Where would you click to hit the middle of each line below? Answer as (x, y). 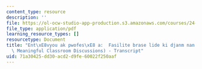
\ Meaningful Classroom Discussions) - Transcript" (78, 51)
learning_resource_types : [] (43, 34)
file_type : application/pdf (41, 28)
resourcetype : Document (36, 40)
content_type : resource (36, 12)
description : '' (26, 17)
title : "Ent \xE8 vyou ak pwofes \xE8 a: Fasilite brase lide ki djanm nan (101, 46)
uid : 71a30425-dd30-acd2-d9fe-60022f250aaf (62, 56)
